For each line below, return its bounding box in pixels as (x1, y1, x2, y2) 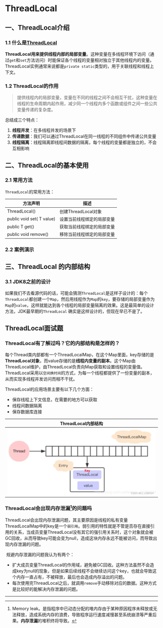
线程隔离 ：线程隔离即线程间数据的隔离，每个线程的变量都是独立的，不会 (12, 139, 157, 146)
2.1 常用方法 (5, 177, 33, 183)
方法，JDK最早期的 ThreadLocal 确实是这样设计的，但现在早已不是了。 (5, 309, 145, 314)
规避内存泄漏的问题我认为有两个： (6, 551, 74, 557)
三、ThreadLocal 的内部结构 (5, 263, 91, 271)
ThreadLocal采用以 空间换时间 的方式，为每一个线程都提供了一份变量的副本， (5, 370, 155, 376)
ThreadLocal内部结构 (60, 420, 103, 426)
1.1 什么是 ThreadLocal (5, 39, 57, 46)
